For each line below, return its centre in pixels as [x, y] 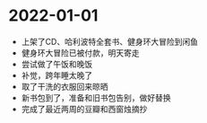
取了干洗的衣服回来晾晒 [65, 86]
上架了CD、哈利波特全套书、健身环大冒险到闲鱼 [110, 41]
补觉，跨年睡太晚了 [57, 75]
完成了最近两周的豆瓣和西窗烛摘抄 [84, 109]
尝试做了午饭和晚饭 [57, 64]
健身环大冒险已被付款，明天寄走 [80, 53]
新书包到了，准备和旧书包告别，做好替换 [96, 97]
